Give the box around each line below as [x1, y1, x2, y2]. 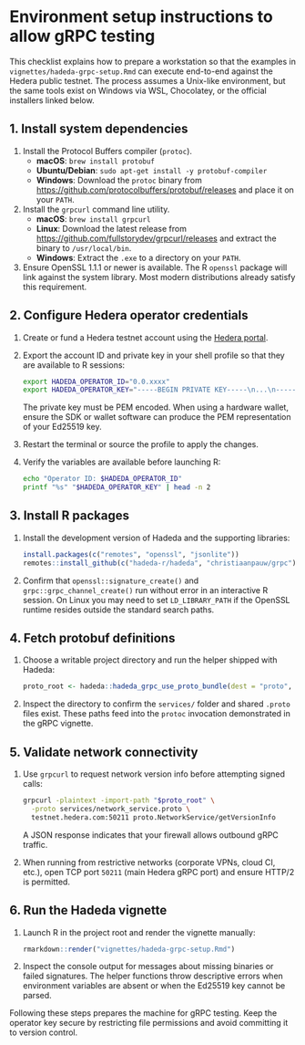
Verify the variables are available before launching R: [22, 456, 221, 467]
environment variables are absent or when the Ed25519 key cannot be [22, 980, 286, 991]
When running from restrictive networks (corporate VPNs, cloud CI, [22, 856, 276, 868]
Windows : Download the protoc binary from [36, 174, 202, 185]
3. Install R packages [9, 508, 130, 524]
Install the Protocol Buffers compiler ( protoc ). [22, 145, 193, 156]
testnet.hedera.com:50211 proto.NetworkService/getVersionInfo [31, 812, 276, 822]
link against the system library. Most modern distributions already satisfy [22, 271, 296, 282]
